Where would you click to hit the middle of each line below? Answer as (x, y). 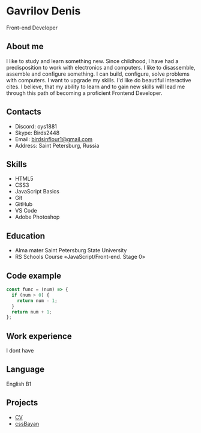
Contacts (24, 112)
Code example (34, 275)
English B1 (19, 384)
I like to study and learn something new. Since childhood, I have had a (92, 61)
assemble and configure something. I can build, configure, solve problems (98, 74)
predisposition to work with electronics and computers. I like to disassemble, (101, 67)
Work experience (39, 336)
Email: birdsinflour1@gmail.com (54, 139)
